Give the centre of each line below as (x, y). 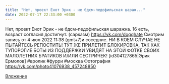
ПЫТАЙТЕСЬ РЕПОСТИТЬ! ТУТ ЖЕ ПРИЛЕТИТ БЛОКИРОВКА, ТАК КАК (82, 45)
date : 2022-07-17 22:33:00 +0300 (40, 15)
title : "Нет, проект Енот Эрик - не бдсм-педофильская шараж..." (75, 10)
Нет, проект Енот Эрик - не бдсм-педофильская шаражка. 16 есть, (77, 29)
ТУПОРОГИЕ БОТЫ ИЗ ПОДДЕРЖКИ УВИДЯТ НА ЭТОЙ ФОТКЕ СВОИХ (82, 50)
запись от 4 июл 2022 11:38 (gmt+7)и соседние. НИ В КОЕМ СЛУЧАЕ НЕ (83, 39)
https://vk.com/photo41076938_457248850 (51, 66)
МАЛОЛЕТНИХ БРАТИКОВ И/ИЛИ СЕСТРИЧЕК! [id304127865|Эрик (77, 55)
